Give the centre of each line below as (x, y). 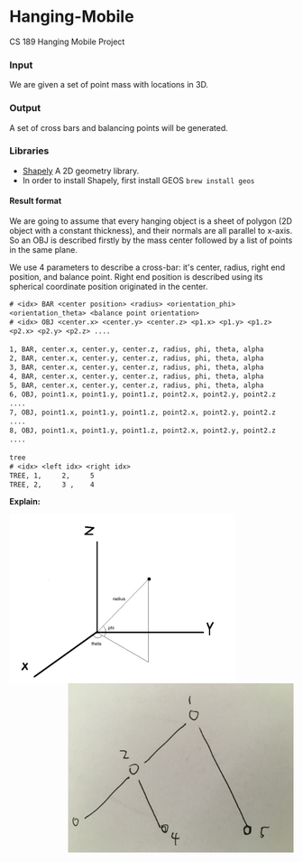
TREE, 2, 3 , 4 (52, 485)
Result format (36, 201)
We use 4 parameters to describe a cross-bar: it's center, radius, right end (147, 267)
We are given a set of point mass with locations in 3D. (109, 85)
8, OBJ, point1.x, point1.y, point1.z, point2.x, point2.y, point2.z (143, 431)
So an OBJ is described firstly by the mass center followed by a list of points (151, 240)
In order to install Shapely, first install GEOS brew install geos (138, 180)
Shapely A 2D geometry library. (81, 171)
